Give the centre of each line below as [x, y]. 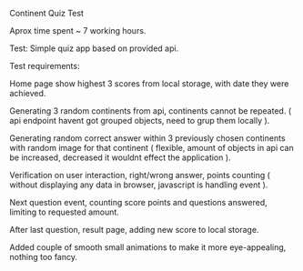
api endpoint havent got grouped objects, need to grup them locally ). [140, 120]
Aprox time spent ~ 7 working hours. [78, 30]
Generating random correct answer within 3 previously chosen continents [147, 138]
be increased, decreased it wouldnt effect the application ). [120, 157]
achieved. [28, 93]
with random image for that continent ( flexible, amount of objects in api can [151, 148]
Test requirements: [45, 66]
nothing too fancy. [43, 257]
